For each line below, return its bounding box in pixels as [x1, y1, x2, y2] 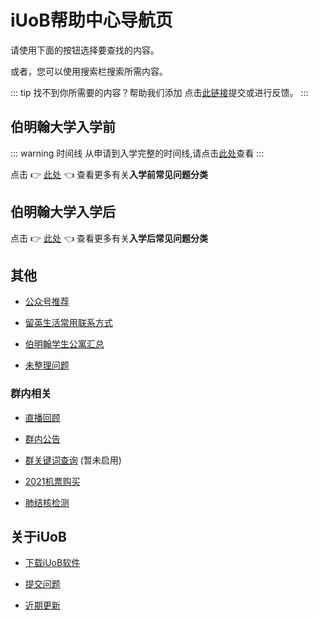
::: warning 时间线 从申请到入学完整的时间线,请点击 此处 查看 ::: [10, 147, 265, 159]
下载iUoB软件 [24, 557, 81, 569]
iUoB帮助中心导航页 [10, 9, 173, 32]
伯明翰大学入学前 [10, 119, 116, 136]
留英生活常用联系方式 [24, 317, 113, 329]
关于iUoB [10, 529, 67, 546]
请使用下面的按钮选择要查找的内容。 [10, 44, 160, 56]
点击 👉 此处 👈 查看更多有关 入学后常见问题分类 [10, 232, 208, 244]
